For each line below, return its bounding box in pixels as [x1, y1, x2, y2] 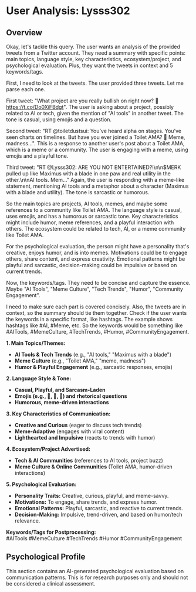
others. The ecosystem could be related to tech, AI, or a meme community [6, 225, 186, 232]
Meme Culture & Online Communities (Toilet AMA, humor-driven [14, 463, 173, 470]
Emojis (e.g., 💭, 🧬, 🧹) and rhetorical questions [14, 393, 127, 400]
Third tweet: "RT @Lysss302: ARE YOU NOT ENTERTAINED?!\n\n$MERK [6, 164, 181, 171]
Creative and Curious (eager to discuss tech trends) [14, 422, 142, 428]
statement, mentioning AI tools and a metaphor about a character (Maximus [6, 182, 189, 189]
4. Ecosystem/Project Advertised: [6, 445, 91, 453]
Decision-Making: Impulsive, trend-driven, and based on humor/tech [14, 511, 183, 518]
